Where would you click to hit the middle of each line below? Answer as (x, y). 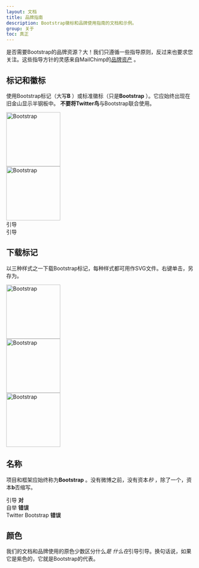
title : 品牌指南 (25, 17)
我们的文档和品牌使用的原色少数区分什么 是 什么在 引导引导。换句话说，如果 (99, 551)
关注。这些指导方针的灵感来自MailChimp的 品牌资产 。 (73, 60)
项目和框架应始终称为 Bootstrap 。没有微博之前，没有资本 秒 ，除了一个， (97, 480)
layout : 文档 (22, 12)
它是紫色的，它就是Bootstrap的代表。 (52, 559)
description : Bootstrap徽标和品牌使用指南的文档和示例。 (71, 23)
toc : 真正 (17, 34)
